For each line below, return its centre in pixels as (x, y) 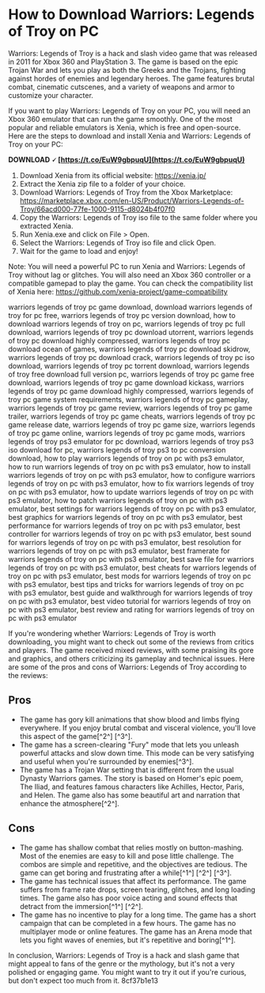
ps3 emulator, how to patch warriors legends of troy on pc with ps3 (118, 500)
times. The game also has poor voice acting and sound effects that (129, 898)
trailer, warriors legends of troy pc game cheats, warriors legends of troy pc (132, 416)
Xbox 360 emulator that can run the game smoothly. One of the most (121, 119)
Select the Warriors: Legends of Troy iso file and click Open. (117, 242)
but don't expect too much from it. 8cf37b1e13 (83, 980)
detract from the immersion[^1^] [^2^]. (81, 906)
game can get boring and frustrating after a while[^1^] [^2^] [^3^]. (125, 873)
